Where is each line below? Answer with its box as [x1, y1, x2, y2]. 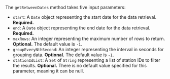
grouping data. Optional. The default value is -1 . [12, 52, 114, 58]
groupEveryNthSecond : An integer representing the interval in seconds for [12, 47, 164, 52]
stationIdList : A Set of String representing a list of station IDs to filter [12, 57, 161, 63]
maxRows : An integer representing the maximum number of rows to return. [12, 35, 165, 42]
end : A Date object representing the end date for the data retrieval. [12, 25, 151, 31]
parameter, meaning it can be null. [12, 68, 84, 74]
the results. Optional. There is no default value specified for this [12, 63, 147, 68]
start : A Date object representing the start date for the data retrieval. [12, 14, 156, 20]
